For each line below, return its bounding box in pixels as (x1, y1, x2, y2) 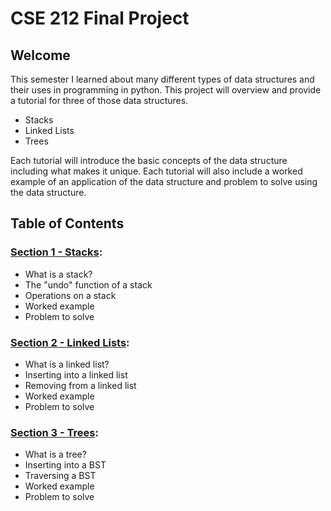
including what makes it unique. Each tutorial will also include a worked (10, 165, 303, 177)
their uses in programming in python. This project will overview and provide (10, 84, 322, 96)
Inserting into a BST (24, 459, 107, 471)
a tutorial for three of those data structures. (10, 95, 189, 106)
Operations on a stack (24, 289, 117, 301)
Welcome (10, 47, 71, 64)
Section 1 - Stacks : (10, 245, 103, 259)
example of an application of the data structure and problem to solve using (10, 176, 318, 187)
